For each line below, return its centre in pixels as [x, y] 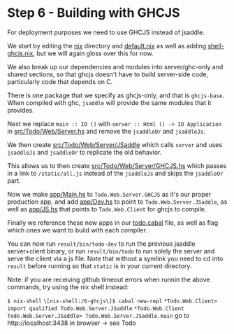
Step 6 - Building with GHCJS [94, 13]
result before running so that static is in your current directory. [100, 266]
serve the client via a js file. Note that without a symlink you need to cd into [115, 258]
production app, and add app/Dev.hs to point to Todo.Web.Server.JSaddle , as [117, 202]
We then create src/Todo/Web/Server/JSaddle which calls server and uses [115, 144]
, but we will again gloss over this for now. [93, 53]
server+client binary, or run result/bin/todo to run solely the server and [111, 251]
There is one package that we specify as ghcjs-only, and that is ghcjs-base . [116, 95]
